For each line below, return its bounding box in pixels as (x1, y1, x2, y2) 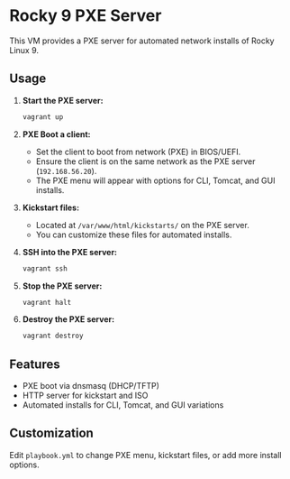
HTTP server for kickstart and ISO (22, 390, 149, 401)
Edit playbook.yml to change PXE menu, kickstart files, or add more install (9, 449, 282, 460)
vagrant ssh (22, 263, 68, 273)
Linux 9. (9, 44, 39, 55)
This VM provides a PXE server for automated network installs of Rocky (9, 35, 275, 46)
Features (9, 356, 60, 372)
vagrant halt (22, 298, 72, 307)
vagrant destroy (22, 331, 84, 341)
